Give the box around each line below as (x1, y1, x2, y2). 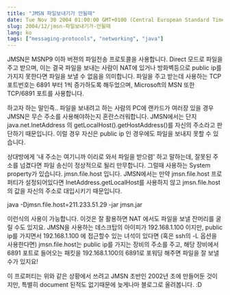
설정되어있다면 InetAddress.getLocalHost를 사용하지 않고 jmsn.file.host (25, 179, 221, 187)
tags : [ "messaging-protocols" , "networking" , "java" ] (7, 36, 164, 42)
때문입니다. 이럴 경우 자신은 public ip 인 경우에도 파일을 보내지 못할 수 (25, 129, 212, 138)
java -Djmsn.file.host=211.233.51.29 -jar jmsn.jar (7, 201, 142, 209)
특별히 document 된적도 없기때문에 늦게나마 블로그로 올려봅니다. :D (21, 281, 203, 289)
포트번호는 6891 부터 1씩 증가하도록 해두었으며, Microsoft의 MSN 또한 (7, 81, 195, 89)
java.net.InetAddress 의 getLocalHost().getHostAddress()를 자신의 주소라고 (7, 121, 216, 129)
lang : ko (7, 29, 32, 36)
